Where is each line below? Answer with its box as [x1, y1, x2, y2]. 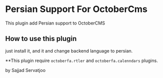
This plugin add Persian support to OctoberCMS [5, 20, 105, 26]
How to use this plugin [5, 34, 77, 43]
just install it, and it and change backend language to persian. [5, 47, 133, 53]
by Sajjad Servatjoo [5, 67, 46, 73]
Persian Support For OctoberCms [5, 3, 148, 15]
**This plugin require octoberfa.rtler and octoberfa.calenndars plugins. [5, 57, 158, 63]
